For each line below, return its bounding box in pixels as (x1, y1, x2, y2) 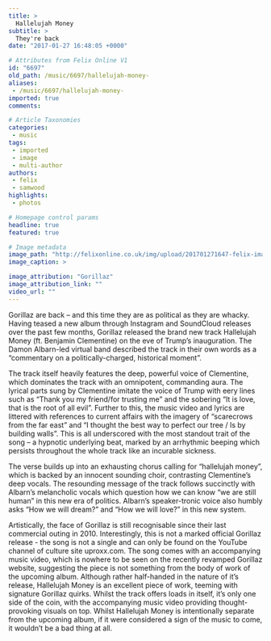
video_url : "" (8, 288, 56, 296)
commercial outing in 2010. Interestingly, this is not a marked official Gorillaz (8, 529, 262, 538)
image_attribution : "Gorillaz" (8, 272, 114, 281)
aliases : (8, 78, 38, 87)
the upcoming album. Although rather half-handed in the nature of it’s (8, 571, 240, 581)
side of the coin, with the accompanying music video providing (8, 597, 218, 607)
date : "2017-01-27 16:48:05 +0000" (8, 42, 128, 50)
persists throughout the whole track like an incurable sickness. (8, 445, 216, 455)
